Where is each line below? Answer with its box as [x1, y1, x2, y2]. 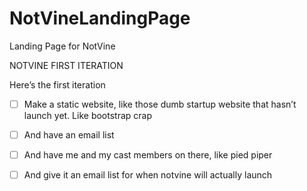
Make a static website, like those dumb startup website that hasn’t [23, 98, 297, 110]
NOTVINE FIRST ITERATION [9, 59, 124, 71]
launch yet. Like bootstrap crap [23, 110, 153, 121]
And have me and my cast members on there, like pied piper [23, 149, 273, 161]
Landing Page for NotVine [9, 40, 116, 52]
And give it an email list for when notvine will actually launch [23, 169, 273, 181]
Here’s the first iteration [9, 78, 106, 91]
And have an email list [23, 129, 115, 141]
